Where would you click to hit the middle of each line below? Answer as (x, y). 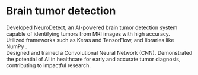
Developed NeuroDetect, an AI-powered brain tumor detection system (92, 27)
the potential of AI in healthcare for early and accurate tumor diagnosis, (93, 59)
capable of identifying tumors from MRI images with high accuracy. (88, 33)
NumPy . (17, 46)
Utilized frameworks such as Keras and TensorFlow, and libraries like (90, 40)
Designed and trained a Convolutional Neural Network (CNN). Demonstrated (99, 52)
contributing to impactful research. (48, 65)
